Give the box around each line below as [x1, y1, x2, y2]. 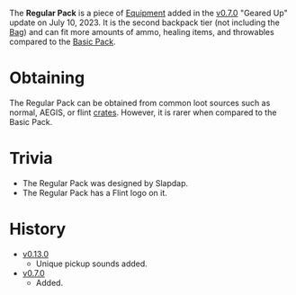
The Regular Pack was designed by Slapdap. [22, 177, 189, 188]
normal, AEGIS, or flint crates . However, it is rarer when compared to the [9, 107, 277, 118]
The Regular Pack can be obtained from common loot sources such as [9, 97, 271, 108]
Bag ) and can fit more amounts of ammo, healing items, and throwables [9, 27, 274, 37]
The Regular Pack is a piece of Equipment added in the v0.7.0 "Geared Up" [9, 8, 288, 18]
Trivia [9, 148, 53, 169]
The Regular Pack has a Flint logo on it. [22, 187, 168, 198]
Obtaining [9, 67, 85, 88]
